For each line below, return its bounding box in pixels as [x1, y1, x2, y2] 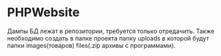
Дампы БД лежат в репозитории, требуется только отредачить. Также [7, 27, 215, 35]
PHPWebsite [7, 5, 80, 20]
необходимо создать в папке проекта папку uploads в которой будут [7, 34, 209, 42]
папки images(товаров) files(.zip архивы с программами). [7, 41, 176, 49]
